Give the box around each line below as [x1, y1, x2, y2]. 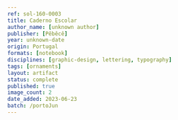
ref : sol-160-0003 [7, 10, 61, 18]
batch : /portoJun [7, 102, 59, 109]
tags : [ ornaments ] [7, 63, 61, 70]
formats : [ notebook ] [7, 50, 69, 57]
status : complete [7, 76, 59, 83]
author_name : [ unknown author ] [7, 23, 100, 30]
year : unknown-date [7, 37, 65, 44]
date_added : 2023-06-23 [7, 96, 78, 103]
